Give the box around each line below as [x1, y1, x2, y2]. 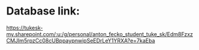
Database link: [6, 4, 80, 18]
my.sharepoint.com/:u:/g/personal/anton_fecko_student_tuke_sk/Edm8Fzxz [6, 30, 194, 37]
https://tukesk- [6, 24, 43, 31]
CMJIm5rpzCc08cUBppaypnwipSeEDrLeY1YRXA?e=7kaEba [6, 37, 156, 44]
